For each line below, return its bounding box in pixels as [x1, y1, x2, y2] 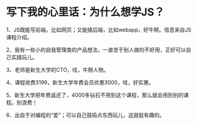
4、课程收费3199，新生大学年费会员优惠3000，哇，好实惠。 [6, 78, 154, 86]
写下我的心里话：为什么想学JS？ [6, 5, 165, 19]
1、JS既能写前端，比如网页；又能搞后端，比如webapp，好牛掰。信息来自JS [6, 26, 192, 33]
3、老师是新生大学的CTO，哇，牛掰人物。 [6, 66, 109, 73]
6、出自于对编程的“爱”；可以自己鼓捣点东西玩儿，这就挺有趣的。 [6, 111, 165, 119]
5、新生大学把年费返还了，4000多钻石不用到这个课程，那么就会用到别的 [6, 91, 184, 98]
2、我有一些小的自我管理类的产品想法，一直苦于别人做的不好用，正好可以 [6, 46, 186, 53]
